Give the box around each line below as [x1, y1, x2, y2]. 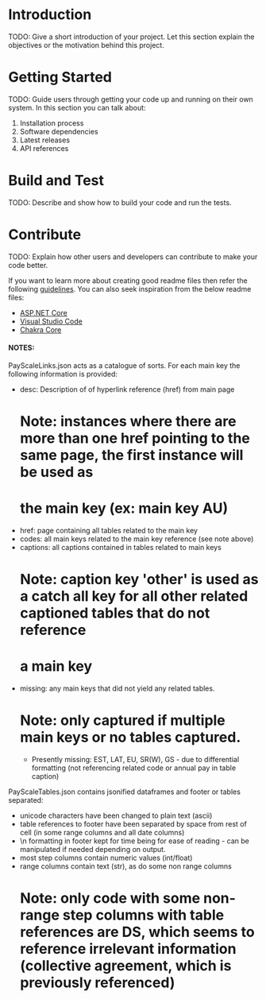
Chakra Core [19, 324, 62, 335]
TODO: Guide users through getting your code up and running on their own [8, 94, 254, 104]
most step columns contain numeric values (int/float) [19, 853, 193, 863]
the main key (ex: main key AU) [19, 499, 229, 517]
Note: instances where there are [19, 412, 237, 431]
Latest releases [19, 135, 70, 145]
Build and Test [8, 172, 105, 190]
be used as [19, 463, 94, 482]
